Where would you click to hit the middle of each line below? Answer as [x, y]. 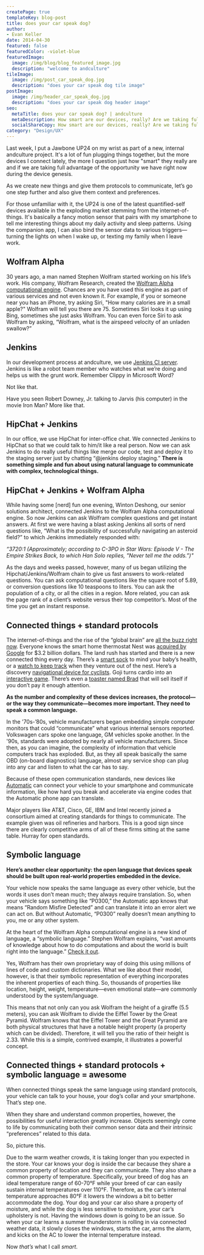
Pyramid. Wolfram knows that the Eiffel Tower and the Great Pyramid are [97, 1020]
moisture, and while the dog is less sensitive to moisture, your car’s [90, 1209]
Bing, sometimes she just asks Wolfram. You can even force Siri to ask [94, 315]
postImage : [20, 91]
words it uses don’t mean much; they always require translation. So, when [99, 894]
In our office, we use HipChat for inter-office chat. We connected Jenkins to [101, 439]
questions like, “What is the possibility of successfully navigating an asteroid [102, 531]
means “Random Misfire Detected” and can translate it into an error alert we [101, 907]
